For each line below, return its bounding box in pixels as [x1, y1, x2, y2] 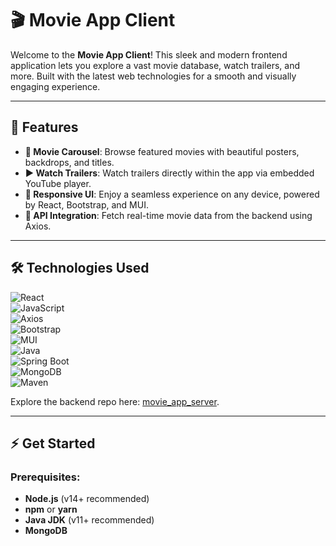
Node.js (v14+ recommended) [24, 493, 150, 505]
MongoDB [24, 525, 68, 537]
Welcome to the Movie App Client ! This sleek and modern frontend [10, 48, 288, 61]
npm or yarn [24, 503, 78, 516]
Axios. [24, 220, 52, 232]
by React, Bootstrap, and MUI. [24, 198, 149, 211]
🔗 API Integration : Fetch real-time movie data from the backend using [24, 209, 313, 221]
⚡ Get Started [10, 435, 96, 452]
